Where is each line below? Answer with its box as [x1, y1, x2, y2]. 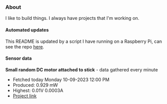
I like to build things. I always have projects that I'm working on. [5, 15, 140, 21]
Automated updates [5, 27, 49, 33]
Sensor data [5, 55, 32, 62]
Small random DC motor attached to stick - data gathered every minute [5, 66, 158, 72]
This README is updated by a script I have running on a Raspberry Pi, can [5, 38, 162, 44]
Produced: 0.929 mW [12, 82, 58, 88]
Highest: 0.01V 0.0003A [12, 87, 63, 93]
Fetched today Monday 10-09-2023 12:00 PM [12, 76, 109, 83]
